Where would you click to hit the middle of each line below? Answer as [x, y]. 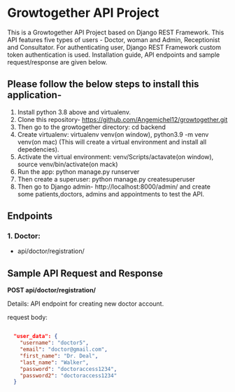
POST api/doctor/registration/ [52, 290]
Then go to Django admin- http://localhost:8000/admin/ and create [114, 187]
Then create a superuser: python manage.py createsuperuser [106, 179]
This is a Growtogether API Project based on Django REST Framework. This [116, 32]
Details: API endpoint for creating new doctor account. [86, 304]
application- [34, 95]
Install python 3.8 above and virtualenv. [74, 112]
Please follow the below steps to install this [103, 85]
